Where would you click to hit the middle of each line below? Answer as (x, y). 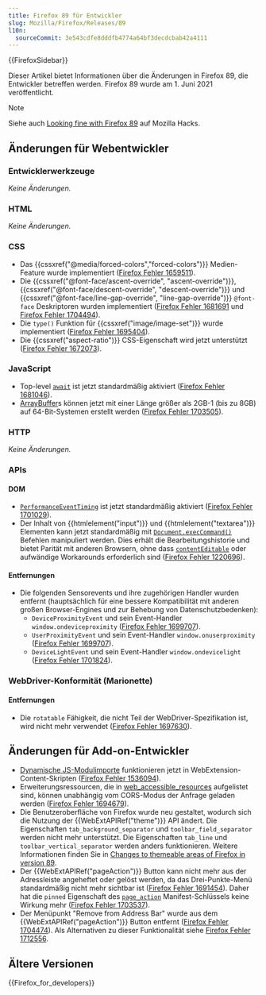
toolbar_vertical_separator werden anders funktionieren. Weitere (129, 846)
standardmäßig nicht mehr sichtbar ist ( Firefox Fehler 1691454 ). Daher (134, 888)
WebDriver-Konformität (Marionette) (81, 681)
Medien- (224, 264)
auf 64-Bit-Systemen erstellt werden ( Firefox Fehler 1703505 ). (121, 411)
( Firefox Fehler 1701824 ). (72, 661)
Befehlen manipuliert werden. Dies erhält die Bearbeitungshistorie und (135, 540)
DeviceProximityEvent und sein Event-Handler (107, 618)
